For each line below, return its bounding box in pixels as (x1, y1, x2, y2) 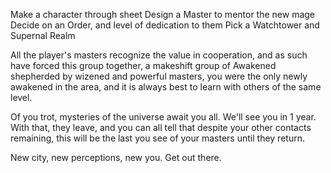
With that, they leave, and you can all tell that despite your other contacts (10, 122, 312, 133)
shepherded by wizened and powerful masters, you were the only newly (10, 70, 308, 82)
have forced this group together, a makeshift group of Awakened (10, 60, 277, 71)
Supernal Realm (10, 30, 76, 41)
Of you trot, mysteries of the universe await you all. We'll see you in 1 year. (10, 111, 317, 123)
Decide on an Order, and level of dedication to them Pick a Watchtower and (10, 19, 320, 31)
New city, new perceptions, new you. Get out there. (10, 152, 222, 163)
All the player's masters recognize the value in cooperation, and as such (10, 49, 308, 61)
